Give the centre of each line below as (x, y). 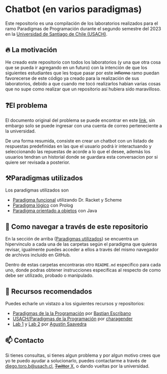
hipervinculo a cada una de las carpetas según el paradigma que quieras (81, 244)
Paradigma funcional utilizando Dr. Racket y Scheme (67, 200)
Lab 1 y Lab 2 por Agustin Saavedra (50, 324)
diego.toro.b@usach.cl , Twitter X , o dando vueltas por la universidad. (77, 366)
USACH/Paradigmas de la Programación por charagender (73, 319)
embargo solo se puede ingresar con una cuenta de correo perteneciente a (84, 125)
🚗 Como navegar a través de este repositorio (77, 227)
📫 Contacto (25, 340)
